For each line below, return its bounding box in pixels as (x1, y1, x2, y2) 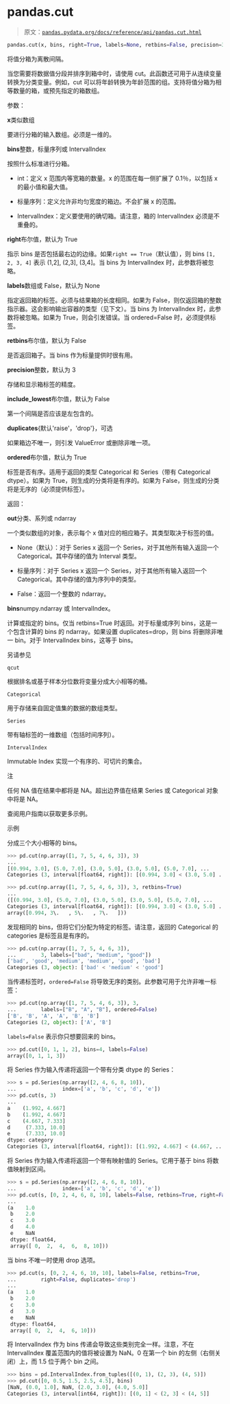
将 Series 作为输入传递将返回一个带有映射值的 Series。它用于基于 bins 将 (7, 1157, 214, 1165)
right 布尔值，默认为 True (7, 235, 78, 243)
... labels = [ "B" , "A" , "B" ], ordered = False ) (7, 1006, 157, 1013)
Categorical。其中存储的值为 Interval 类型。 (16, 552, 140, 560)
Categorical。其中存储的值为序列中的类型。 (16, 575, 140, 583)
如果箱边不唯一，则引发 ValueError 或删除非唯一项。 (7, 438, 155, 446)
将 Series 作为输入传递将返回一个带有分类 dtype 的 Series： (7, 1065, 176, 1074)
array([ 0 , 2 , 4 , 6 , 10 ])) (10, 1327, 97, 1334)
